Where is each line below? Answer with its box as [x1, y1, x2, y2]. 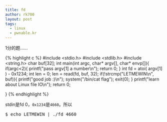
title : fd [5, 7, 26, 12]
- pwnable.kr [9, 30, 37, 35]
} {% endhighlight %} [5, 91, 49, 97]
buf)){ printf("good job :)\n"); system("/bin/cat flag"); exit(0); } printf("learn [5, 76, 159, 82]
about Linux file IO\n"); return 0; [5, 81, 71, 87]
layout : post [5, 16, 32, 21]
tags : [5, 21, 16, 26]
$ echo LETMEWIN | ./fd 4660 [5, 111, 76, 117]
